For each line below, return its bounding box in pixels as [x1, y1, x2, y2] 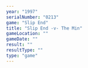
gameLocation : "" [6, 31, 49, 37]
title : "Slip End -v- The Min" [6, 25, 83, 31]
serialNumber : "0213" [6, 14, 59, 20]
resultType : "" [6, 47, 43, 53]
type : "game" [6, 53, 38, 59]
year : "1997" [6, 8, 38, 15]
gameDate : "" [6, 36, 38, 42]
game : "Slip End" [6, 20, 49, 25]
